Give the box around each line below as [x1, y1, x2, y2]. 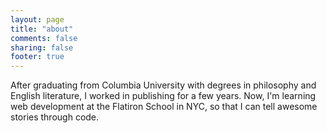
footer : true [10, 52, 65, 62]
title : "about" [10, 24, 74, 34]
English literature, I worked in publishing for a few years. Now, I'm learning [10, 90, 317, 102]
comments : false [10, 33, 78, 43]
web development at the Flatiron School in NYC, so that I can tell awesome [10, 101, 318, 113]
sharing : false [10, 42, 74, 53]
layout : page [10, 14, 65, 25]
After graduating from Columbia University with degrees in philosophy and [10, 79, 317, 91]
